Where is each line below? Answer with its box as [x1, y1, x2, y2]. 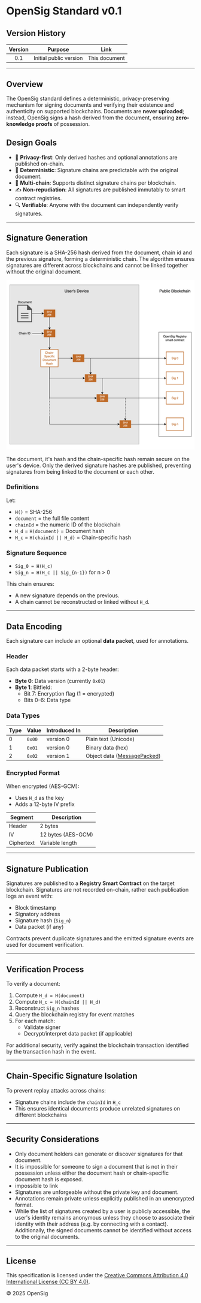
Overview [6, 79, 44, 89]
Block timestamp [14, 904, 57, 911]
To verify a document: [6, 980, 61, 987]
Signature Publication [6, 863, 89, 874]
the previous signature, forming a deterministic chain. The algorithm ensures [6, 255, 195, 262]
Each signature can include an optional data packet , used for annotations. [6, 637, 189, 644]
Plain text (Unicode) [86, 736, 135, 743]
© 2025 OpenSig [6, 1290, 48, 1297]
